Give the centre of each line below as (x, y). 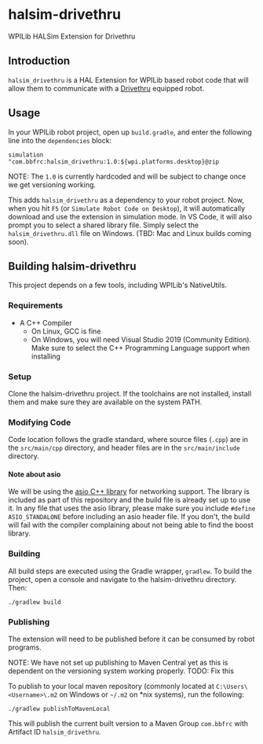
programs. (25, 647)
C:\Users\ (232, 687)
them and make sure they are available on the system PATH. (105, 402)
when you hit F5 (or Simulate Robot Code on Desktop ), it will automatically (127, 208)
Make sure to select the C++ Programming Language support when (141, 348)
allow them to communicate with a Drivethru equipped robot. (106, 88)
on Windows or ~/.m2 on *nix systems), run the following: (152, 694)
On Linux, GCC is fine (66, 331)
